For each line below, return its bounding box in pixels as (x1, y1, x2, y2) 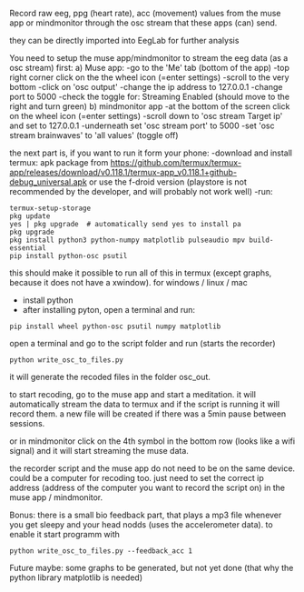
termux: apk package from (9, 157, 109, 167)
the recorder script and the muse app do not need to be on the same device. (9, 463, 296, 474)
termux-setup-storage (9, 204, 92, 213)
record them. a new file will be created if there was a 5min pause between (9, 408, 287, 419)
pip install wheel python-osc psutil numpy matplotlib (9, 322, 221, 331)
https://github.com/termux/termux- (110, 157, 242, 167)
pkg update (9, 212, 51, 221)
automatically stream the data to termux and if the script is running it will (9, 399, 279, 409)
